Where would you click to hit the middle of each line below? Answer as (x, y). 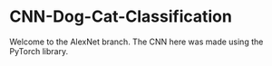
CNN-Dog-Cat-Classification (121, 17)
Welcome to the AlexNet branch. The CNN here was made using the (136, 42)
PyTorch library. (39, 51)
